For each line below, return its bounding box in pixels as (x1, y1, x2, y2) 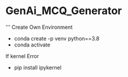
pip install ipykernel (14, 63, 62, 71)
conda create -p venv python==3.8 (14, 35, 100, 42)
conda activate (14, 41, 51, 48)
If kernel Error (5, 52, 40, 59)
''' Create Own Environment (5, 24, 73, 31)
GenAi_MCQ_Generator (5, 4, 122, 18)
